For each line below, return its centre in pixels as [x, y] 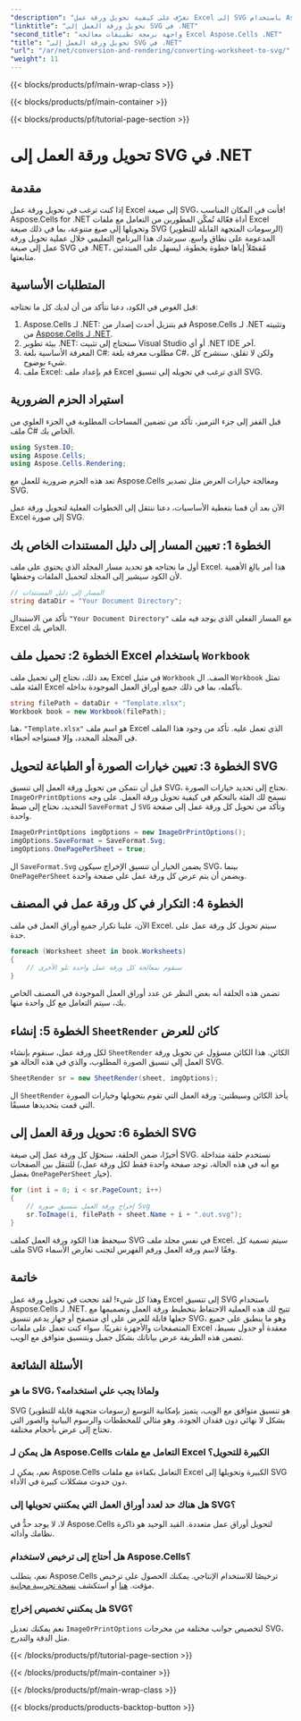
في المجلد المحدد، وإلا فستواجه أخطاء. [74, 738]
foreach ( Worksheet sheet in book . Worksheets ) [98, 951]
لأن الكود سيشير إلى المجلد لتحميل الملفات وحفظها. [96, 577]
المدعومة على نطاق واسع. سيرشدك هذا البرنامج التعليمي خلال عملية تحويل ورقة [143, 238]
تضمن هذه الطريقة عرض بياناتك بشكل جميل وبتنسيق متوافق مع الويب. [127, 1337]
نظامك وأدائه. [33, 1533]
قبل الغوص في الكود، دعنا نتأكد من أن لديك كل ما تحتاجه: [104, 307]
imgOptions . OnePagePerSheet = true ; [78, 849]
